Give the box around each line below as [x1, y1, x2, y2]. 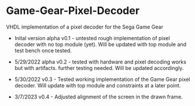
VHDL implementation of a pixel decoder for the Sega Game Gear [6, 23, 163, 30]
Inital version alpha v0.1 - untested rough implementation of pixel [14, 34, 170, 41]
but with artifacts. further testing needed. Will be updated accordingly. [14, 64, 184, 71]
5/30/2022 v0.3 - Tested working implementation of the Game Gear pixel [14, 76, 190, 83]
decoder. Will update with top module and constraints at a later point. [14, 82, 181, 89]
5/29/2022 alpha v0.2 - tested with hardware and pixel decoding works [14, 58, 187, 65]
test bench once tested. [14, 47, 72, 54]
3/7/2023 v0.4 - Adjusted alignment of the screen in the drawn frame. [14, 93, 183, 100]
